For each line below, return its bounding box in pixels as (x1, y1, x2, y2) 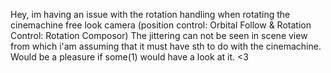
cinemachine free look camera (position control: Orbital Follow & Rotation (10, 19, 312, 31)
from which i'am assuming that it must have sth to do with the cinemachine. (10, 40, 322, 52)
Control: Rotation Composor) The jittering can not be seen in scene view (10, 30, 308, 41)
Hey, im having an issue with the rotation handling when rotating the (10, 9, 291, 20)
